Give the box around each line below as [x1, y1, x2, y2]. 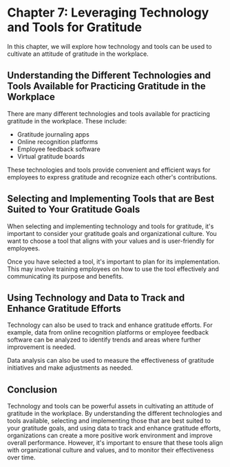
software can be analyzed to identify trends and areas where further [7, 336, 201, 344]
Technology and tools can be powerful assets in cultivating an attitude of [7, 402, 214, 410]
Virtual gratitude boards [17, 152, 85, 160]
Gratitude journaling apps [17, 130, 90, 139]
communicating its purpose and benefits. [7, 272, 124, 280]
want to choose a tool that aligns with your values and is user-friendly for [7, 237, 215, 245]
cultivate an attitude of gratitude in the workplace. [7, 50, 149, 58]
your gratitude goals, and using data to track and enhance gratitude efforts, [7, 424, 222, 433]
